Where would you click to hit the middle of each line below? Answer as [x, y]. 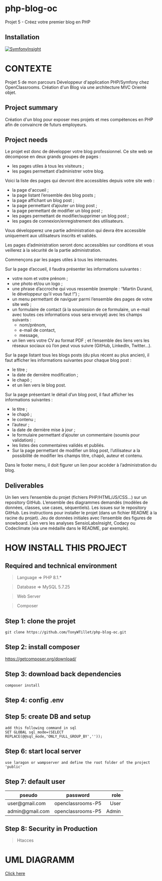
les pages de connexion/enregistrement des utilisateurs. [68, 221]
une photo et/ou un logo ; [37, 284]
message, [29, 335]
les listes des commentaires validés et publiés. [58, 445]
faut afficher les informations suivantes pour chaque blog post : [68, 360]
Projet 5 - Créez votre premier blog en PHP [48, 22]
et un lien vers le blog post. [39, 385]
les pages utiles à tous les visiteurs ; [48, 166]
